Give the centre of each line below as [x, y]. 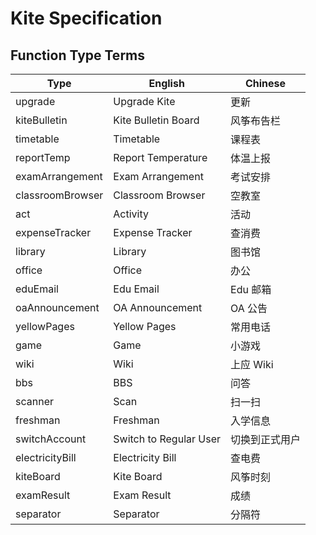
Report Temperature [160, 157]
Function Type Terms [78, 55]
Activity [131, 214]
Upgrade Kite [144, 101]
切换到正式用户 [266, 439]
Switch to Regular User [167, 439]
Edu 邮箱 [251, 289]
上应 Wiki [252, 364]
